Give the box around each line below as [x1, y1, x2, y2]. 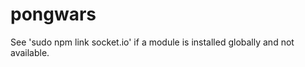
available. [10, 46, 50, 58]
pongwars [10, 3, 97, 26]
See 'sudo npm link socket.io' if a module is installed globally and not [10, 36, 295, 48]
